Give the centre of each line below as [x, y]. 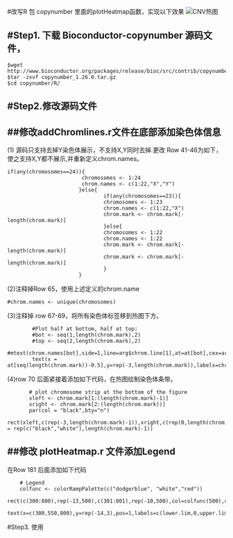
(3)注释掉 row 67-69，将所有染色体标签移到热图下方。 [85, 316]
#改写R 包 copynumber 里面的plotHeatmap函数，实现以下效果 [96, 11]
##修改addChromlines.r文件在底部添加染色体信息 [114, 132]
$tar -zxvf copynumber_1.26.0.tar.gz [62, 77]
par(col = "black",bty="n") [69, 411]
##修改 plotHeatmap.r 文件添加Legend [91, 452]
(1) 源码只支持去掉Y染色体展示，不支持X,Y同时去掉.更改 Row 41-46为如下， [114, 150]
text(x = [45, 360]
